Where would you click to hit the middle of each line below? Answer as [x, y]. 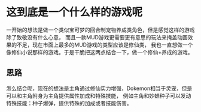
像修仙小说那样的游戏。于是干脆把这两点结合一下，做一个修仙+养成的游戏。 [100, 52]
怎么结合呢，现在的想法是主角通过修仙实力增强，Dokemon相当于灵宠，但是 [99, 88]
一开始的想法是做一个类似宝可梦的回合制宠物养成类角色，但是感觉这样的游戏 [100, 30]
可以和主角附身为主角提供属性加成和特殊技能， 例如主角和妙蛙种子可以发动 [99, 95]
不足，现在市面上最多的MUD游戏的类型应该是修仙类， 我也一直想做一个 [105, 45]
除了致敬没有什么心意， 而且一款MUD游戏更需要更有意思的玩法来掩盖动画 [97, 37]
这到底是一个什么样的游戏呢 [74, 12]
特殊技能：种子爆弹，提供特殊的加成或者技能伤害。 [69, 103]
